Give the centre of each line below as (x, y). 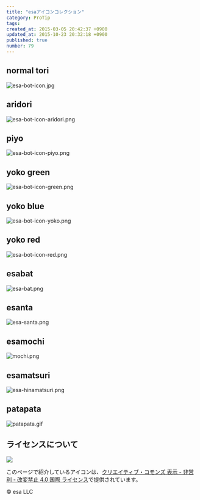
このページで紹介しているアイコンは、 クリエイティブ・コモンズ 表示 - (94, 472)
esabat (20, 274)
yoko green (28, 172)
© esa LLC (20, 491)
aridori (19, 105)
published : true (27, 40)
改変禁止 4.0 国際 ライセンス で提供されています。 (79, 479)
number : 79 (20, 46)
